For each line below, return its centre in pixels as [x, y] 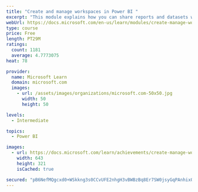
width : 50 [34, 99]
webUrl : [16, 22]
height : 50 [35, 104]
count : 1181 [26, 50]
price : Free [21, 34]
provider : [18, 71]
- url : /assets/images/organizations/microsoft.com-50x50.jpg [95, 94]
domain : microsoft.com [39, 82]
